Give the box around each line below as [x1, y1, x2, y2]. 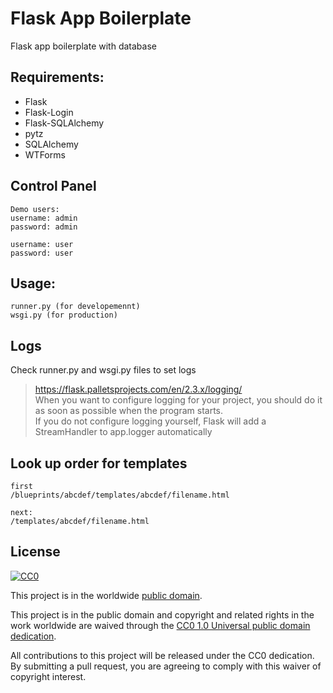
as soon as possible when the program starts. [34, 405, 224, 417]
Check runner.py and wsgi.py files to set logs [10, 364, 197, 376]
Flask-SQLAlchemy [24, 117, 105, 129]
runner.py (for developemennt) [10, 302, 141, 312]
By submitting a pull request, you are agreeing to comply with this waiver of [10, 660, 322, 672]
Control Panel [10, 178, 97, 195]
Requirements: [10, 69, 105, 86]
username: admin [10, 213, 78, 223]
